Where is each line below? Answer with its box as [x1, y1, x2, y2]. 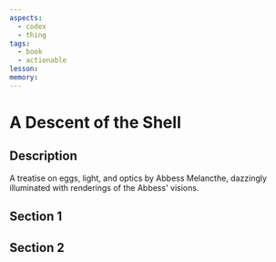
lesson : [9, 65, 39, 74]
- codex [17, 22, 47, 31]
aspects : [9, 13, 43, 23]
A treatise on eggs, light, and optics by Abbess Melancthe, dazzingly [9, 173, 267, 183]
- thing [17, 30, 47, 39]
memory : [9, 73, 39, 82]
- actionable [17, 56, 67, 65]
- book [17, 47, 43, 57]
